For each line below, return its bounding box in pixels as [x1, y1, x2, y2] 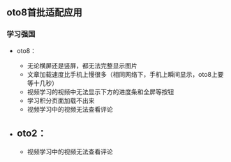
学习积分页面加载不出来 [27, 96, 95, 105]
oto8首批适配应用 [6, 6, 82, 19]
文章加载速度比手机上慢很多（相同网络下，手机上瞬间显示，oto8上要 [27, 70, 224, 78]
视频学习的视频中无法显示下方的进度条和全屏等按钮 [27, 87, 174, 96]
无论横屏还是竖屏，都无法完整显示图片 [27, 61, 137, 70]
